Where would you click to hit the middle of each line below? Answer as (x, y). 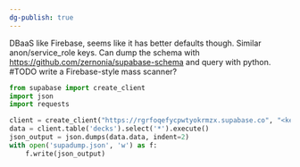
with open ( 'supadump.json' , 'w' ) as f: (83, 145)
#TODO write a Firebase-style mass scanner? (93, 71)
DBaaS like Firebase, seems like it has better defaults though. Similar (135, 43)
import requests (39, 104)
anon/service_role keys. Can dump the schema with (105, 52)
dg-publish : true (42, 17)
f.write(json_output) (65, 154)
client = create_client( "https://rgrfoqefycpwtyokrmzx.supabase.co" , (142, 121)
